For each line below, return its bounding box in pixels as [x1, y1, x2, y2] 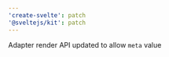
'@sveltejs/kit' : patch [8, 19, 86, 27]
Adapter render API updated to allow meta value [8, 40, 162, 49]
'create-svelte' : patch [8, 11, 86, 20]
